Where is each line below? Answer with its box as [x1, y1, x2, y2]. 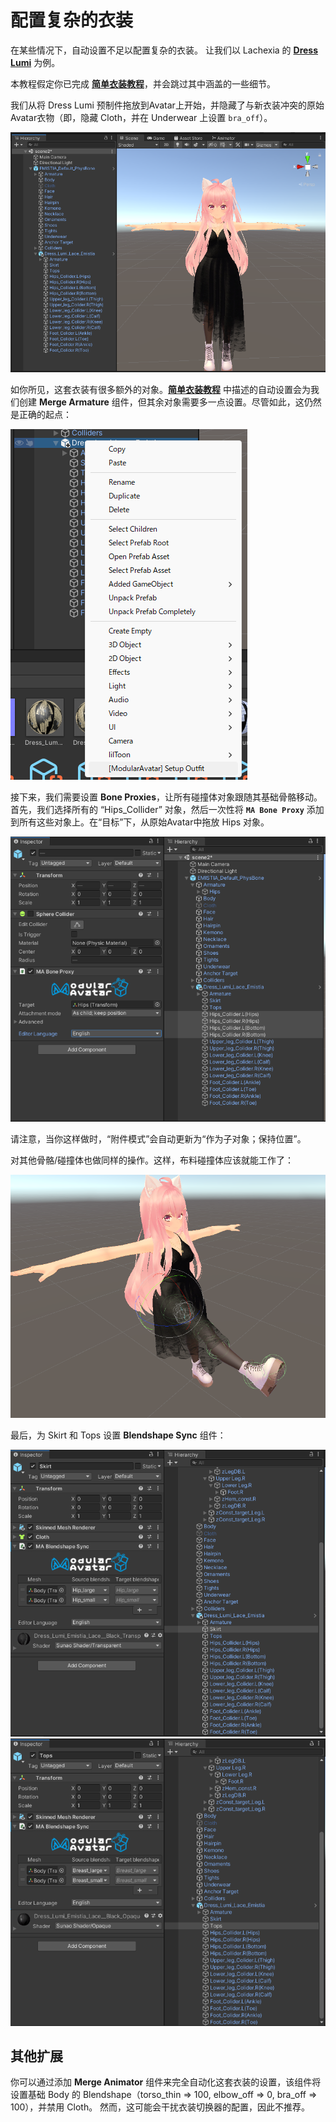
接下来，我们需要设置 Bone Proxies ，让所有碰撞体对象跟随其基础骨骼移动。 [10, 791, 323, 803]
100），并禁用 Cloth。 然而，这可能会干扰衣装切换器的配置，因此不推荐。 [10, 2101, 311, 2113]
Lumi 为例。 [10, 56, 61, 68]
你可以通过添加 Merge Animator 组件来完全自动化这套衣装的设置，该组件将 [10, 2076, 322, 2088]
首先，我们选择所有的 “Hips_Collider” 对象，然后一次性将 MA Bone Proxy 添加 [10, 803, 325, 815]
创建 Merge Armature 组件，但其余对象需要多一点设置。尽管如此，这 [18, 396, 305, 408]
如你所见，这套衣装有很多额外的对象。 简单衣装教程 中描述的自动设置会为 [10, 383, 311, 395]
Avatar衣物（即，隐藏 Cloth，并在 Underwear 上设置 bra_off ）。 [10, 111, 273, 123]
